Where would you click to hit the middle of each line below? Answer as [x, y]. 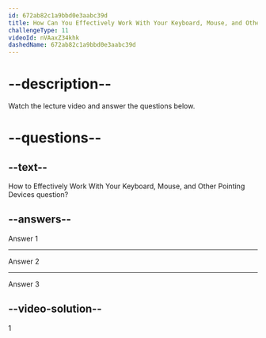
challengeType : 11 [38, 30]
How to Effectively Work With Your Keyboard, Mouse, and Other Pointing [127, 186]
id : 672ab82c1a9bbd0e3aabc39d [58, 15]
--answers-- [40, 220]
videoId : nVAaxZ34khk [44, 38]
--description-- [60, 84]
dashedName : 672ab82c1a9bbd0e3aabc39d [72, 45]
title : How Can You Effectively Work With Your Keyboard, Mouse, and [125, 23]
